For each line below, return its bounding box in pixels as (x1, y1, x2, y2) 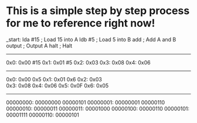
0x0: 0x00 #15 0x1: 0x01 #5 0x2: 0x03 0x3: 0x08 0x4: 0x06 (6, 59, 151, 66)
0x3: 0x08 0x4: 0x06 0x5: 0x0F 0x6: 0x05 (6, 82, 109, 89)
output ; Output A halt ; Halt (6, 42, 73, 49)
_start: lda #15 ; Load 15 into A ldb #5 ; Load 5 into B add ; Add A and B (6, 36, 176, 43)
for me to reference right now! (6, 16, 155, 30)
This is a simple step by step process (6, 4, 190, 18)
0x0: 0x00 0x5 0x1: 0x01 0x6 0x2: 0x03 (6, 76, 103, 83)
